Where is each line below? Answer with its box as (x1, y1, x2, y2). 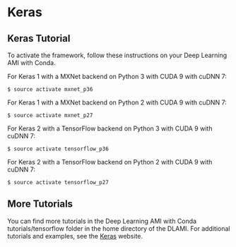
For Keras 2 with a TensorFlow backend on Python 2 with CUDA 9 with (7, 158, 213, 166)
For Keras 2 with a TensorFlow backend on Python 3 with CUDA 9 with (7, 124, 213, 133)
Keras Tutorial (7, 32, 71, 44)
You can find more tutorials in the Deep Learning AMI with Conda (7, 217, 196, 225)
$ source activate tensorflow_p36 (7, 145, 110, 152)
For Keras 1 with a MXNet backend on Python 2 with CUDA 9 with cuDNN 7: (7, 98, 228, 107)
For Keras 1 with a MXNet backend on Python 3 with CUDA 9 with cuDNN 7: (7, 72, 228, 80)
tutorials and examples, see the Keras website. (7, 231, 143, 240)
